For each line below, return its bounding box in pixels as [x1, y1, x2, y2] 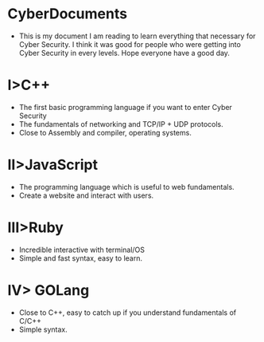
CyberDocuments [7, 5, 128, 23]
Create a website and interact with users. [18, 191, 154, 200]
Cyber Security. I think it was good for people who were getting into [18, 39, 242, 49]
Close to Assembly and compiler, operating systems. [18, 128, 192, 137]
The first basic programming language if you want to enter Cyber [18, 102, 232, 112]
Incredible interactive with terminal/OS [18, 245, 145, 254]
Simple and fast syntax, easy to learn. [18, 253, 142, 263]
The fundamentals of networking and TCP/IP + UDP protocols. [18, 119, 223, 128]
